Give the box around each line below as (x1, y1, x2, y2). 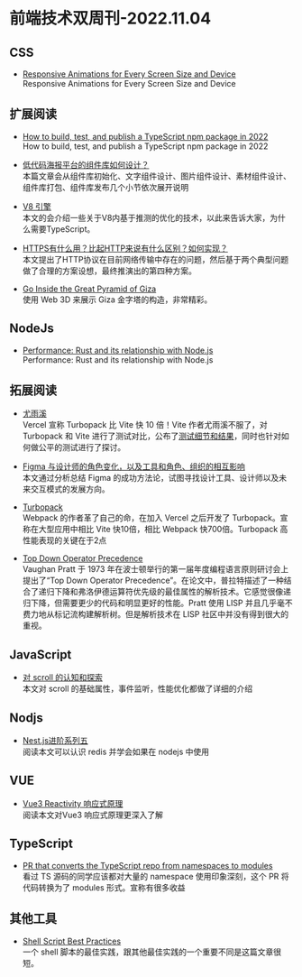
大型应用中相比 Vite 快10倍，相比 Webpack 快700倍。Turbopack (38, 524, 279, 535)
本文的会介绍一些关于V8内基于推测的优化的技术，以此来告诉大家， (22, 212, 270, 223)
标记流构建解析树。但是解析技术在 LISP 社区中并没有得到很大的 (53, 609, 289, 620)
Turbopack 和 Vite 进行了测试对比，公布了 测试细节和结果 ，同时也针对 (22, 430, 282, 442)
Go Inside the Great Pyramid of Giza (22, 283, 157, 294)
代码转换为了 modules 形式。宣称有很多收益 (22, 881, 187, 893)
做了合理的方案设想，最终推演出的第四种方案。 (22, 265, 197, 276)
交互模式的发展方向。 (30, 484, 110, 494)
